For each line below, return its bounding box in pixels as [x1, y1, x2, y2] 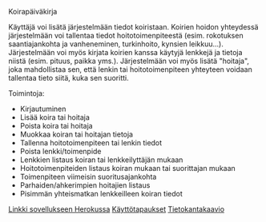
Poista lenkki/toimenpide [19, 147, 102, 156]
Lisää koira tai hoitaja [19, 113, 91, 122]
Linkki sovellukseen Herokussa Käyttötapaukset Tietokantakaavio [8, 204, 225, 214]
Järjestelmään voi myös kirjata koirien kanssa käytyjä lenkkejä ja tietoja [8, 48, 243, 57]
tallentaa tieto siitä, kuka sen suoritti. [8, 73, 130, 82]
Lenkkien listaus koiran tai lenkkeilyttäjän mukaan [19, 155, 183, 165]
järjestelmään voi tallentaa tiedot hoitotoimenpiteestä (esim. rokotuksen [8, 31, 244, 40]
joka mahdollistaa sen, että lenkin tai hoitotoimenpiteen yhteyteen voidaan [8, 65, 252, 74]
